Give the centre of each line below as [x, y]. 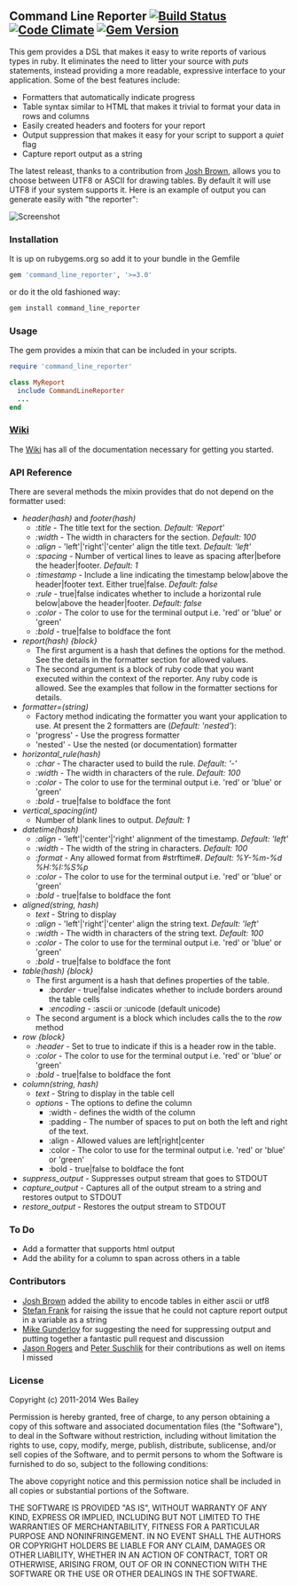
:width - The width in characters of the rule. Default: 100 [138, 773]
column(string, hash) [60, 1085]
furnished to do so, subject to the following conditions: [109, 1464]
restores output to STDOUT [72, 1197]
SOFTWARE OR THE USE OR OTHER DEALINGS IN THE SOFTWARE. [133, 1574]
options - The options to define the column [113, 1103]
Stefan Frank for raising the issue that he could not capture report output [155, 1310]
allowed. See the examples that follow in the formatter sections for [156, 688]
